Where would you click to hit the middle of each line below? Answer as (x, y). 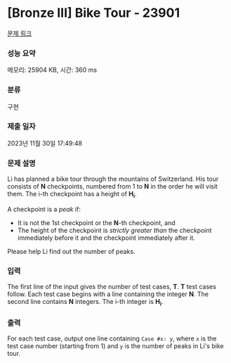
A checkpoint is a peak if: (44, 209)
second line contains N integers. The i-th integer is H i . (85, 302)
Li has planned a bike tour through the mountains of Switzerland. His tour (113, 179)
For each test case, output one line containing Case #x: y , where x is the (112, 338)
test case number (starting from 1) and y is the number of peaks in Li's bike (115, 346)
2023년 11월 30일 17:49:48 (45, 143)
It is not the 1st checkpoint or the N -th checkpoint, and (96, 222)
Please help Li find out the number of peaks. (71, 251)
